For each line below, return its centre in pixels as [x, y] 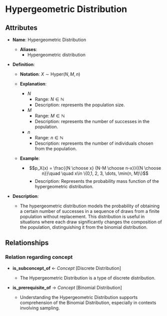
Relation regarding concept [39, 257]
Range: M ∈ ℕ [50, 116]
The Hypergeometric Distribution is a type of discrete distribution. [88, 278]
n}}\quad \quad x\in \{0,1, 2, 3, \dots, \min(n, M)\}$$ [95, 173]
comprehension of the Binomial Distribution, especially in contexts [88, 302]
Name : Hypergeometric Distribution [49, 40]
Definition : [23, 64]
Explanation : [33, 84]
